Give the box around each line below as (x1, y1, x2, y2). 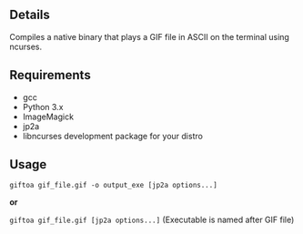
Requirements (9, 67, 91, 83)
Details (9, 7, 50, 23)
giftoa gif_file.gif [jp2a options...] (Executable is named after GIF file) (9, 214, 295, 226)
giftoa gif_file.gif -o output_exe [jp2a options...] (9, 181, 218, 190)
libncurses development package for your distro (22, 130, 203, 141)
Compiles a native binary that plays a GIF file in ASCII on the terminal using (9, 31, 289, 42)
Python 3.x (22, 101, 64, 112)
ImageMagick (22, 111, 75, 122)
